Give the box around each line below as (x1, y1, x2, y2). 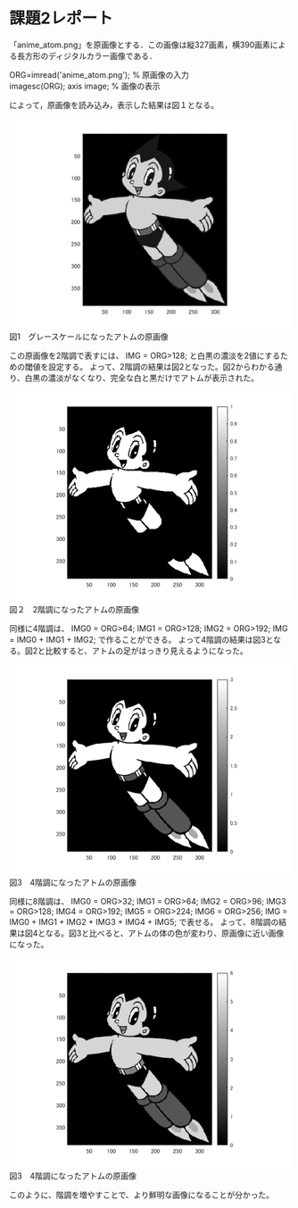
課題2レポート (9, 8, 113, 29)
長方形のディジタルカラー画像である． (16, 50, 158, 61)
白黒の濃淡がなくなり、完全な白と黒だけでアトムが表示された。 (24, 372, 259, 383)
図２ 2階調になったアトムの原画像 (9, 604, 140, 614)
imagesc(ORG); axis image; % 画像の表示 (9, 80, 161, 91)
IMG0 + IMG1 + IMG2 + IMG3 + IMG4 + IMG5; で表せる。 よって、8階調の (9, 916, 279, 927)
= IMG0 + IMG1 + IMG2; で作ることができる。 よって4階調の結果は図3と (9, 634, 274, 645)
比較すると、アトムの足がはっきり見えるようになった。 (45, 645, 248, 656)
